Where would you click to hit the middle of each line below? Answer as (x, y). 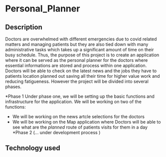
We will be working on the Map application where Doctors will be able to (86, 122)
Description (24, 27)
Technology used (33, 148)
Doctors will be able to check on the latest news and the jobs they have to (81, 71)
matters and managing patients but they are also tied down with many (77, 44)
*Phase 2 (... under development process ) (56, 132)
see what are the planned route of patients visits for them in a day (80, 127)
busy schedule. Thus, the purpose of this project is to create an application (82, 55)
